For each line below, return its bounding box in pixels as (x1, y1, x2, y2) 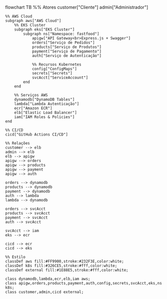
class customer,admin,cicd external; (5, 289, 84, 294)
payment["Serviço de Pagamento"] (31, 49, 101, 54)
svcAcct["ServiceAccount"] (31, 75, 88, 80)
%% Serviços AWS (14, 92, 48, 97)
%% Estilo (5, 254, 26, 259)
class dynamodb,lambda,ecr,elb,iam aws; (5, 276, 91, 281)
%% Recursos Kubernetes (31, 62, 81, 67)
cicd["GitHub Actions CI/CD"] (5, 132, 68, 137)
